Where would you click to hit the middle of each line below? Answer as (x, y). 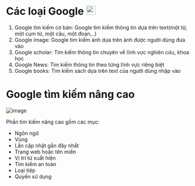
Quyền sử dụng (33, 176)
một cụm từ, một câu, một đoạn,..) (55, 33)
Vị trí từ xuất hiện (35, 158)
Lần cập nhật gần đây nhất (46, 145)
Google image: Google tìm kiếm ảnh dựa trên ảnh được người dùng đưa (100, 40)
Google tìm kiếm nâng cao (71, 94)
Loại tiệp (25, 170)
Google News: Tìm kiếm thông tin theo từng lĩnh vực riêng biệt (89, 64)
